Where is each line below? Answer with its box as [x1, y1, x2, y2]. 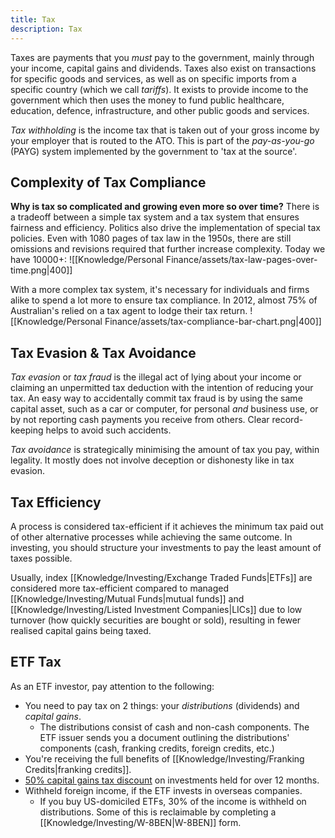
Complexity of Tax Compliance [10, 174, 207, 191]
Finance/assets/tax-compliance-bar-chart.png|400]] [104, 316, 322, 328]
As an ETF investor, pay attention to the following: [10, 680, 215, 692]
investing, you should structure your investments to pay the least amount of [10, 541, 322, 553]
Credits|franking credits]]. [24, 763, 132, 775]
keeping [10, 424, 44, 436]
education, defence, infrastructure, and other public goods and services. [10, 104, 310, 116]
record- [271, 414, 304, 426]
